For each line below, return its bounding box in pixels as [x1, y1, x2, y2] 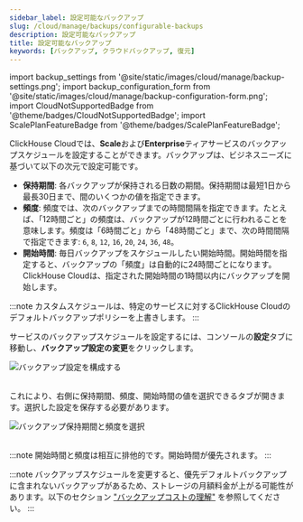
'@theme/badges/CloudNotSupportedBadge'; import [9, 110, 206, 121]
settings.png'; [9, 81, 61, 92]
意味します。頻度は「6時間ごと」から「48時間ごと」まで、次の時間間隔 [22, 225, 290, 236]
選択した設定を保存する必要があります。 [23, 402, 174, 413]
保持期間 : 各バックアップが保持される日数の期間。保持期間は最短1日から [22, 180, 291, 191]
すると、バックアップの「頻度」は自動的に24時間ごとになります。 [30, 259, 277, 270]
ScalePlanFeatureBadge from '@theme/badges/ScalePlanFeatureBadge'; [9, 119, 281, 131]
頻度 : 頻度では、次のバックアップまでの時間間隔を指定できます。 [22, 202, 264, 213]
